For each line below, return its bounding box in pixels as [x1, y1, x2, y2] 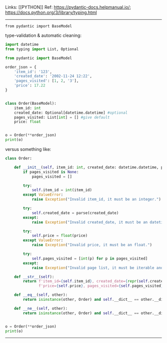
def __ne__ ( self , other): [14, 306, 68, 311]
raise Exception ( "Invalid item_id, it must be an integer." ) [31, 197, 162, 202]
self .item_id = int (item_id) [31, 188, 92, 193]
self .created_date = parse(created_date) [31, 210, 119, 215]
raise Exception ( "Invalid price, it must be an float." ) [31, 243, 153, 248]
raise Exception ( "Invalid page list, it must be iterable [31, 265, 155, 270]
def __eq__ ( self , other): [14, 292, 68, 297]
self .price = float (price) [31, 233, 88, 238]
